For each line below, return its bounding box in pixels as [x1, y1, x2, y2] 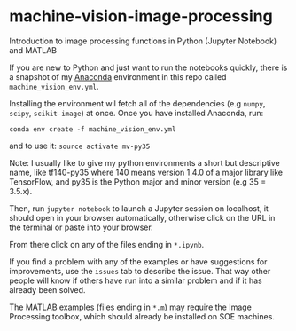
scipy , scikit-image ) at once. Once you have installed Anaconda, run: [9, 107, 264, 118]
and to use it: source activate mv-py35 [9, 140, 151, 151]
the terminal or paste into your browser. [9, 222, 153, 232]
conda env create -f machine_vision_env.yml [9, 124, 176, 134]
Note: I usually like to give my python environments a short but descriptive [9, 157, 281, 168]
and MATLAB [9, 44, 58, 55]
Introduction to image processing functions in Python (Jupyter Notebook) [9, 35, 277, 46]
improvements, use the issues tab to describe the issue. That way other [9, 265, 271, 276]
